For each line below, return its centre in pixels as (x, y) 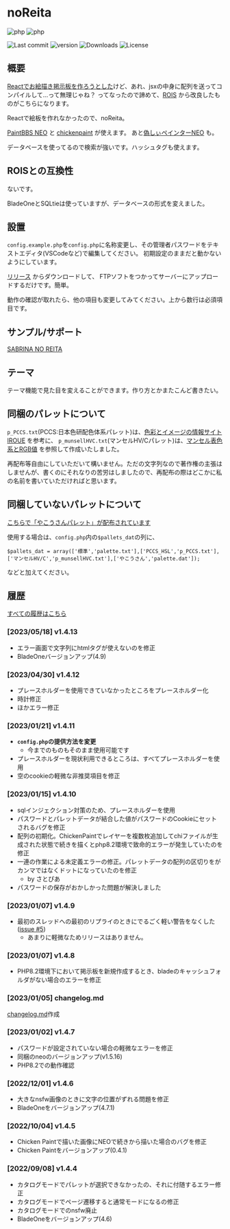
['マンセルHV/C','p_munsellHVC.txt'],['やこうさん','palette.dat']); (104, 559)
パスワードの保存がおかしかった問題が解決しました (89, 887)
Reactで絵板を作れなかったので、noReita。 (68, 117)
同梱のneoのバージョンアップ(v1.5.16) (70, 1057)
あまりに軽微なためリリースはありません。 (87, 937)
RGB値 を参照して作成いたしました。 (71, 449)
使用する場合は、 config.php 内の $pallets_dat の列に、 (83, 537)
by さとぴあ (43, 879)
